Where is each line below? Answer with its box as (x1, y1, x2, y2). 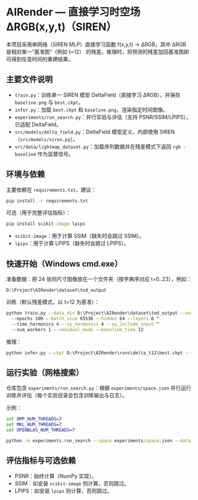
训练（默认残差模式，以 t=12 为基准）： (6, 299, 100, 306)
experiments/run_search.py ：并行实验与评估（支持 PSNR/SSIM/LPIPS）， (14, 113, 192, 120)
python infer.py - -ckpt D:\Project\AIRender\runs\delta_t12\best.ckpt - (6, 349, 189, 356)
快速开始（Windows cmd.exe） (6, 259, 123, 269)
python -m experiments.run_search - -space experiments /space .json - (6, 437, 178, 443)
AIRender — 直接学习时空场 (6, 5, 140, 19)
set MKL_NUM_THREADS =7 (6, 421, 62, 428)
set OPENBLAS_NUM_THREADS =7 (6, 427, 75, 433)
